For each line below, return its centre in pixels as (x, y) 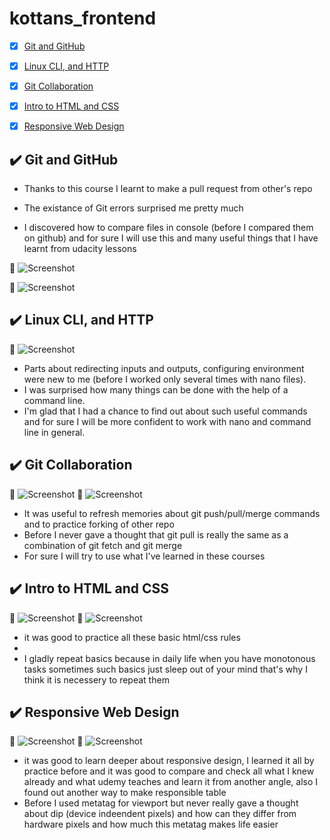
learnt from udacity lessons (80, 249)
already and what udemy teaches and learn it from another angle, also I (171, 782)
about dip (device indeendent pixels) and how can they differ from (160, 814)
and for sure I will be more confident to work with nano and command (167, 421)
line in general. (54, 432)
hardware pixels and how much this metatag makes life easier (151, 824)
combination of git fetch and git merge (103, 545)
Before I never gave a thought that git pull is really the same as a (156, 534)
